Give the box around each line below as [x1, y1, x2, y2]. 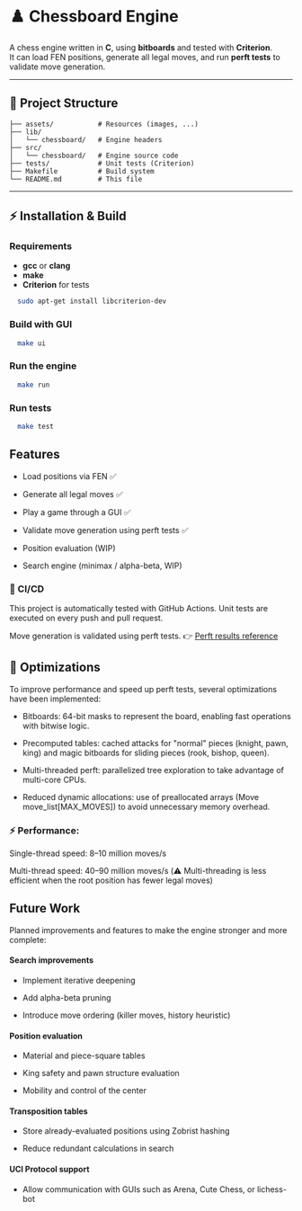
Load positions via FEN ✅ [22, 470, 117, 481]
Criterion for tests [22, 280, 90, 290]
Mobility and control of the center [22, 1085, 147, 1096]
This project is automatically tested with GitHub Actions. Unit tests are [9, 602, 268, 613]
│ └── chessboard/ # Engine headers [9, 135, 164, 144]
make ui [17, 338, 47, 348]
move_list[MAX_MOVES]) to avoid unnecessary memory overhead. [22, 801, 271, 812]
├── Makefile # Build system [9, 166, 155, 175]
